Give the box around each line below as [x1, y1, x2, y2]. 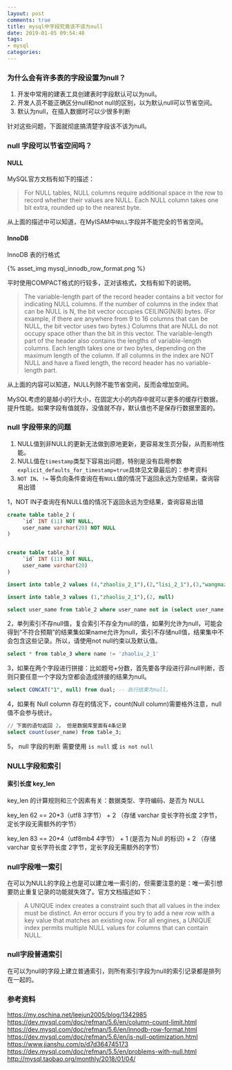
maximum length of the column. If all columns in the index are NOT [23, 351, 214, 359]
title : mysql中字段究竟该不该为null [7, 23, 104, 30]
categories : [7, 49, 41, 56]
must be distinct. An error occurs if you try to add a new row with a [23, 909, 215, 918]
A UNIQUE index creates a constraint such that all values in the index [23, 902, 220, 910]
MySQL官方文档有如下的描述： [7, 175, 95, 184]
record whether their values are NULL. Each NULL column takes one [23, 196, 219, 204]
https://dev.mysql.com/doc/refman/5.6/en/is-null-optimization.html [7, 1033, 198, 1041]
